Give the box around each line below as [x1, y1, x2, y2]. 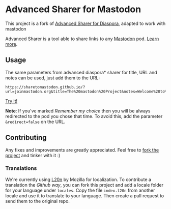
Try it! [5, 98, 18, 104]
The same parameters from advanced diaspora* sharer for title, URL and [5, 69, 157, 75]
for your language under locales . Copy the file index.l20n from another [5, 187, 155, 193]
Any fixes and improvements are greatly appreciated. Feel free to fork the [5, 146, 159, 153]
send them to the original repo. [5, 198, 70, 204]
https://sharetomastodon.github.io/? [5, 84, 85, 89]
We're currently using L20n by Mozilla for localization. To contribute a [5, 176, 152, 183]
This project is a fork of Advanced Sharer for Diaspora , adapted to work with [5, 20, 166, 26]
